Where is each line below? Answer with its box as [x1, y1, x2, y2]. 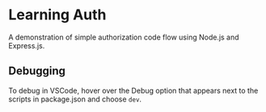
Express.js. [8, 40, 45, 50]
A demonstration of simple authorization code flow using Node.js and [8, 32, 240, 42]
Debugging [8, 64, 66, 78]
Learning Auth [8, 6, 107, 24]
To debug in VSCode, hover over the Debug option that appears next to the [8, 85, 259, 95]
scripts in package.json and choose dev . [8, 94, 142, 104]
